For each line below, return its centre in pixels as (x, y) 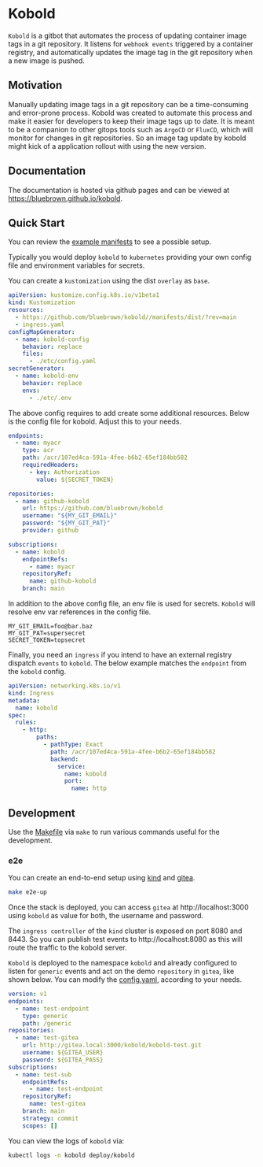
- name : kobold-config (52, 339)
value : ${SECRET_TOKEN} (75, 480)
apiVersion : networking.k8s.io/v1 (65, 686)
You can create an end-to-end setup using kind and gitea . (102, 878)
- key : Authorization (64, 472)
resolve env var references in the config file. (80, 612)
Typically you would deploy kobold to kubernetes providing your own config (130, 257)
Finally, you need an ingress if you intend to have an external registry (120, 655)
